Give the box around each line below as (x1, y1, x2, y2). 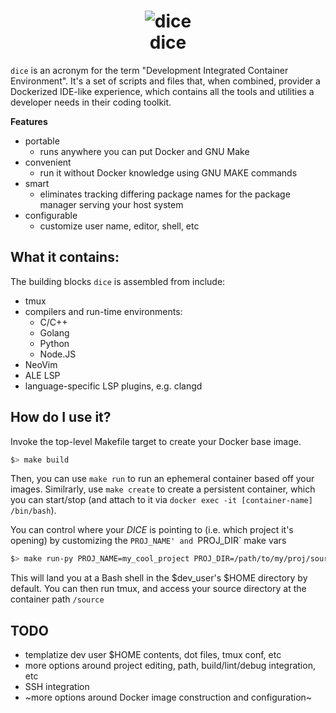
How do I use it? (10, 409, 112, 426)
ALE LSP (24, 369, 61, 381)
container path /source (10, 593, 105, 605)
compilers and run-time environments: (24, 305, 183, 317)
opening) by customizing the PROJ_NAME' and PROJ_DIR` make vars (10, 535, 287, 547)
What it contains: (10, 249, 120, 266)
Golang (39, 326, 70, 339)
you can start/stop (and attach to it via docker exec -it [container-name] (10, 494, 313, 506)
